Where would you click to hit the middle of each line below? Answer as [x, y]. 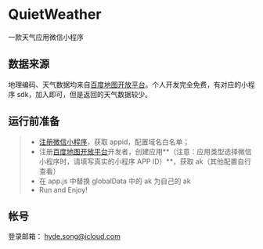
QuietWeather [55, 14]
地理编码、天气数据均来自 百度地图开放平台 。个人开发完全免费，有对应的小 [128, 85]
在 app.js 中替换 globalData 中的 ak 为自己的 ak [115, 181]
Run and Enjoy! [63, 189]
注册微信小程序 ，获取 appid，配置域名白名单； [114, 142]
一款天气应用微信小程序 [46, 37]
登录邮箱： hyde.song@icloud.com [65, 236]
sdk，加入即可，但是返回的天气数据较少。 [85, 94]
